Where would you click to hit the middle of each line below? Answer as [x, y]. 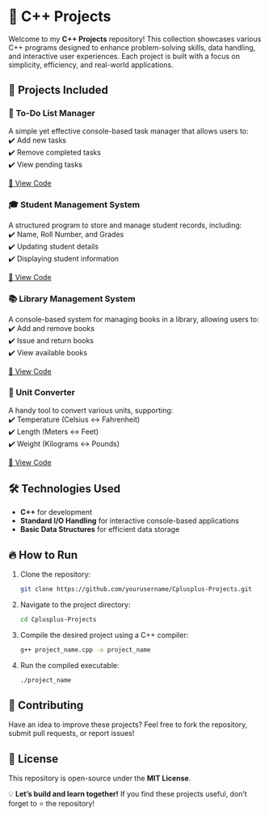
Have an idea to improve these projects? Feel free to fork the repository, [128, 725]
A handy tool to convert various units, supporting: [91, 410]
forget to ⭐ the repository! [52, 804]
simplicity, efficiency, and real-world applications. [91, 65]
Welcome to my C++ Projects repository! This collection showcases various [135, 39]
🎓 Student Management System [74, 204]
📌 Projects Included [59, 90]
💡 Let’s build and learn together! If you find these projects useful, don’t [128, 794]
